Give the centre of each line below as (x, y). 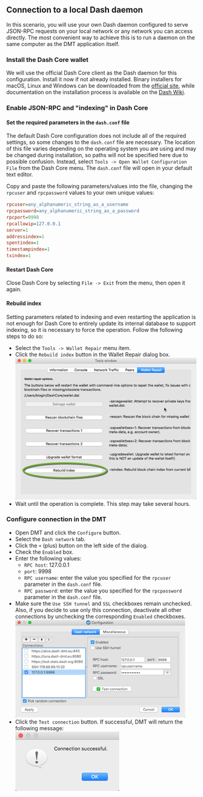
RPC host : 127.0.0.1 (47, 565)
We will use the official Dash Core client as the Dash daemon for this (92, 73)
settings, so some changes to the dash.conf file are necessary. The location (101, 143)
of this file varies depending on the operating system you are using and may (101, 149)
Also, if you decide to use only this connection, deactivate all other (98, 610)
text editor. (20, 175)
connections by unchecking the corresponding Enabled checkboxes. (100, 616)
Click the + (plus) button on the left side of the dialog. (82, 545)
